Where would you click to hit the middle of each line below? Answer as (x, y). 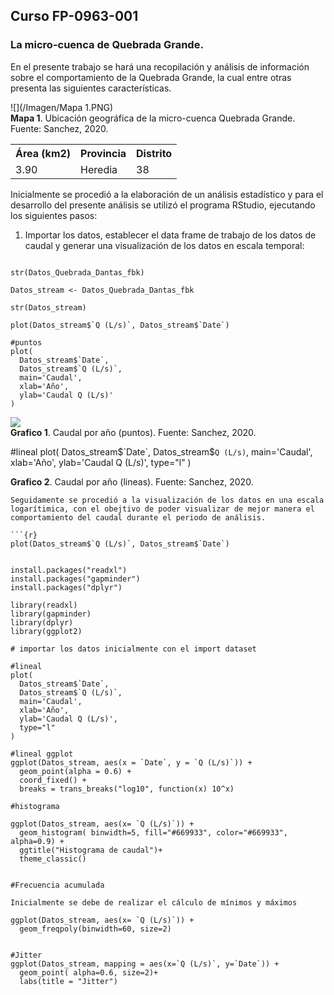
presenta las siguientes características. (91, 88)
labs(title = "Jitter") (68, 981)
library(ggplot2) (46, 631)
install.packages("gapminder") (75, 579)
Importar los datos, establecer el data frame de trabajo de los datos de (170, 235)
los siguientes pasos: (54, 215)
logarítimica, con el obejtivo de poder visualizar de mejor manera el (162, 509)
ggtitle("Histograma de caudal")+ (91, 850)
